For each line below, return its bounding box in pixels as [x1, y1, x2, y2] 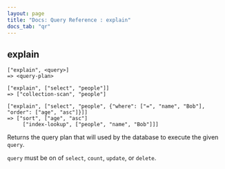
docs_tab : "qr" [7, 23, 51, 30]
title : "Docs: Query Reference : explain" [7, 17, 131, 23]
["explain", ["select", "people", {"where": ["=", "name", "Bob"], [7, 103, 206, 110]
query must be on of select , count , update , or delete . [7, 154, 157, 162]
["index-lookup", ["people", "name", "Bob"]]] [22, 121, 159, 128]
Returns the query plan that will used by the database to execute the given [7, 133, 219, 141]
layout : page [7, 10, 45, 17]
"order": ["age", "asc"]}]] [7, 109, 88, 116]
